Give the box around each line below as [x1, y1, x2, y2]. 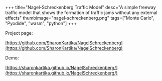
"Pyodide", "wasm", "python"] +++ [5, 20, 77, 26]
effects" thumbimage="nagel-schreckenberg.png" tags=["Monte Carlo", [5, 15, 154, 21]
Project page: [5, 30, 33, 36]
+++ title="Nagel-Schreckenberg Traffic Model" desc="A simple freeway [5, 5, 156, 10]
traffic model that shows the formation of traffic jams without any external [5, 10, 157, 16]
